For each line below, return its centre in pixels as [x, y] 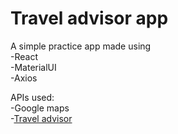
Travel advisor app [89, 18]
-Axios [24, 78]
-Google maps [40, 108]
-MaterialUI [33, 67]
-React [24, 56]
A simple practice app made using [81, 46]
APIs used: [32, 97]
